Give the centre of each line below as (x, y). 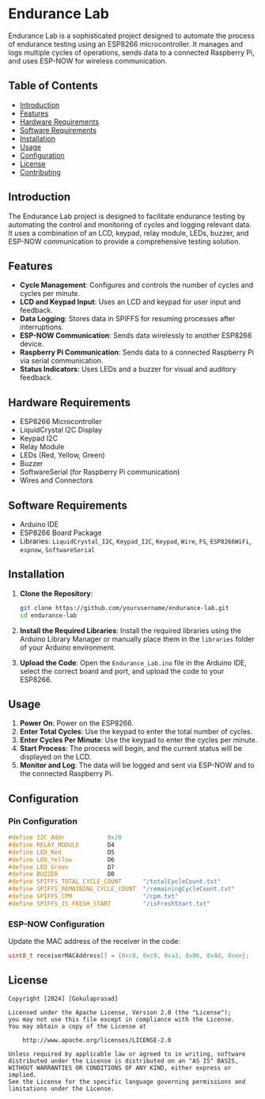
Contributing (40, 172)
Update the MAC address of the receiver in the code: (94, 942)
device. (32, 344)
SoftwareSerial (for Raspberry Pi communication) (100, 472)
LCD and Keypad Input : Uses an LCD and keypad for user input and (130, 302)
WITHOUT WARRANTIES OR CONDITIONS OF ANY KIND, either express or (120, 1068)
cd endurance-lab (48, 615)
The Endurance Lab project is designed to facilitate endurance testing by (127, 216)
